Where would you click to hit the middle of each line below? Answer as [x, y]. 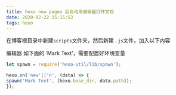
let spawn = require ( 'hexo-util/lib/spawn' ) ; [64, 65]
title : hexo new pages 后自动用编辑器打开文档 [60, 12]
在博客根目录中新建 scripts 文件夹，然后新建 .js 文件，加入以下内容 [88, 41]
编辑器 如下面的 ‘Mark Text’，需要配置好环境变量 [66, 53]
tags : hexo [20, 23]
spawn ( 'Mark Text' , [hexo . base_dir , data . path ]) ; [69, 81]
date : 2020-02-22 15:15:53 [40, 17]
